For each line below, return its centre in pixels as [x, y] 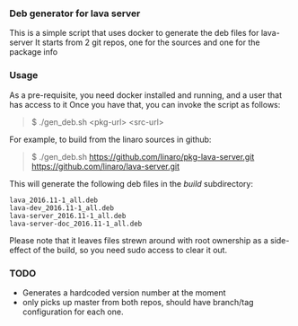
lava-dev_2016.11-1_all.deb [62, 208]
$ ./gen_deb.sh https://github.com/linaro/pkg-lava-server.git [143, 156]
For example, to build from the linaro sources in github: [110, 139]
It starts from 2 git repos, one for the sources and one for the [148, 42]
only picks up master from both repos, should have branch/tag [138, 302]
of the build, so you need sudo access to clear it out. [130, 250]
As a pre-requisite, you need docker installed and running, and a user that [146, 95]
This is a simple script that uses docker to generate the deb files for [134, 33]
